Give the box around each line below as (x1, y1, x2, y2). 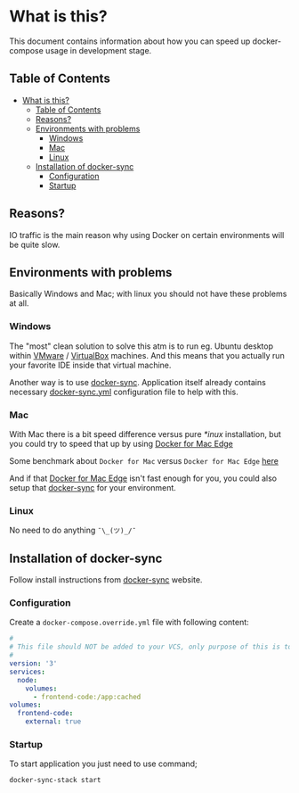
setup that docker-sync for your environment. (9, 482, 176, 492)
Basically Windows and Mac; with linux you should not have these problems (9, 288, 287, 300)
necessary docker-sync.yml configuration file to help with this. (9, 386, 238, 397)
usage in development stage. (45, 45, 152, 55)
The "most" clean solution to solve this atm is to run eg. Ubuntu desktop (9, 341, 274, 351)
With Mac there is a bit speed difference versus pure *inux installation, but (9, 428, 282, 439)
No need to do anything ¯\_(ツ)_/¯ (9, 525, 136, 536)
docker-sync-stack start (9, 776, 101, 785)
